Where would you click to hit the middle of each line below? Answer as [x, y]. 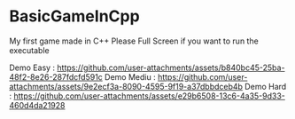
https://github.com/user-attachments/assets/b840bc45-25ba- [171, 67]
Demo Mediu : [131, 76]
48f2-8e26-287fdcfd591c [56, 76]
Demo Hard [266, 86]
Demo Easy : [32, 67]
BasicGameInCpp [74, 16]
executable [30, 50]
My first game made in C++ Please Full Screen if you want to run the [134, 41]
